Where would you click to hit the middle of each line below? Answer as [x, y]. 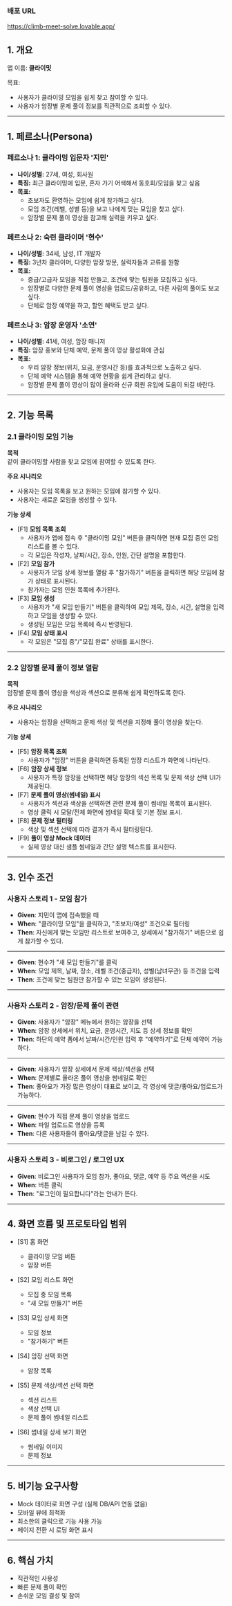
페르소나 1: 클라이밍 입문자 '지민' [58, 158]
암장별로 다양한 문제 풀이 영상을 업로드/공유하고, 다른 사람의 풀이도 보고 [123, 288]
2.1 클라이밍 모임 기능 [40, 436]
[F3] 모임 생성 [36, 598]
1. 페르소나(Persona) [50, 136]
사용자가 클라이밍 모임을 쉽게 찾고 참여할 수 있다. [83, 98]
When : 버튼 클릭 [40, 1184]
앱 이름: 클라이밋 [29, 68]
